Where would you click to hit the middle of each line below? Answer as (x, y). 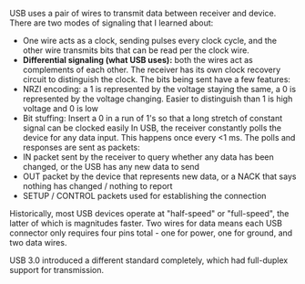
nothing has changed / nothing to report (97, 186)
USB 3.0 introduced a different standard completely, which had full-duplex (149, 260)
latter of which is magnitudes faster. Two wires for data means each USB (146, 223)
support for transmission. (57, 270)
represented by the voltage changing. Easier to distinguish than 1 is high (158, 99)
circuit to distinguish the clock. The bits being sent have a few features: (157, 79)
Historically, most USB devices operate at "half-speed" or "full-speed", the (149, 213)
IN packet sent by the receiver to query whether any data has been (148, 157)
